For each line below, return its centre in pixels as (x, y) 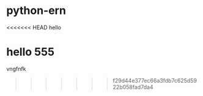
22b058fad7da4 (133, 87)
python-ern (36, 11)
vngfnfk (16, 69)
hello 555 (31, 52)
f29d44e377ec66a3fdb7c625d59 (155, 80)
